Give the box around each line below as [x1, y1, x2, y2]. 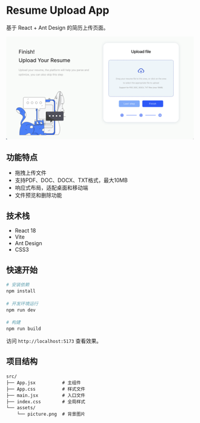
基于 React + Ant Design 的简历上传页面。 [6, 24, 109, 31]
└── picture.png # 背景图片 [17, 411, 86, 417]
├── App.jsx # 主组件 [6, 379, 82, 385]
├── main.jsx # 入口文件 [6, 392, 86, 399]
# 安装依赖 [6, 282, 30, 288]
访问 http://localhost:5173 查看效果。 [6, 338, 102, 344]
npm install [6, 288, 36, 294]
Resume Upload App [6, 4, 110, 17]
